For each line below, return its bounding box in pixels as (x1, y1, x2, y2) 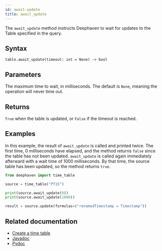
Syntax (5, 44, 27, 53)
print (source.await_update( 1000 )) (5, 195, 75, 200)
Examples (5, 130, 36, 138)
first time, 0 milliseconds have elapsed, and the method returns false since (5, 148, 156, 154)
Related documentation (5, 217, 78, 226)
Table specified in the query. (5, 30, 62, 36)
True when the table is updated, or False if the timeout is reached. (5, 116, 137, 121)
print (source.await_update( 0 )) (5, 191, 69, 195)
